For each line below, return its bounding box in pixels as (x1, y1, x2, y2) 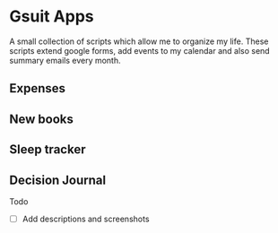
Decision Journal (9, 172, 106, 187)
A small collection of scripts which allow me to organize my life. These (9, 36, 269, 47)
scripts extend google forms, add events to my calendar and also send (9, 45, 271, 56)
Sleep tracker (9, 142, 86, 158)
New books (9, 111, 74, 126)
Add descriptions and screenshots (22, 213, 150, 224)
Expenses (9, 81, 65, 96)
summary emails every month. (9, 55, 121, 65)
